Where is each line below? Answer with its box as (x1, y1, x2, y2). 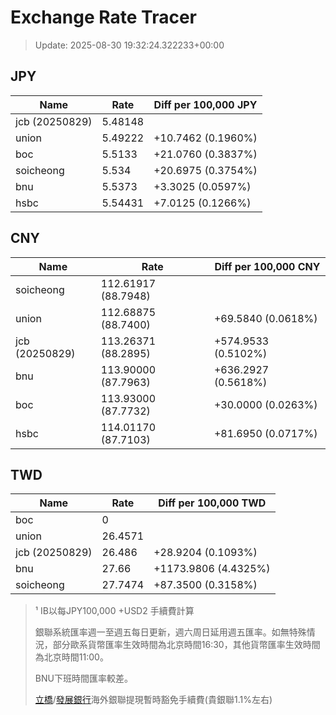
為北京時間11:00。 (34, 651, 109, 663)
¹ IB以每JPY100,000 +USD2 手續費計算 (34, 605, 195, 617)
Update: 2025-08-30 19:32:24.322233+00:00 (34, 39, 225, 51)
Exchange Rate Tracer (10, 6, 198, 29)
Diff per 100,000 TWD (158, 496, 267, 510)
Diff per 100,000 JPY (153, 97, 258, 111)
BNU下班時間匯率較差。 (34, 672, 133, 685)
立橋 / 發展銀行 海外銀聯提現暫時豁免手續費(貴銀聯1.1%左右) (34, 694, 273, 706)
